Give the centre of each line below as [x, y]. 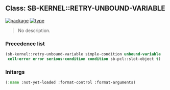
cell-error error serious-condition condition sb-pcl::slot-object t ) [84, 59]
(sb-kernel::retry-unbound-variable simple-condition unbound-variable [83, 54]
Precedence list [25, 44]
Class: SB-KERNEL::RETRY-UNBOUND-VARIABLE [85, 8]
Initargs [15, 72]
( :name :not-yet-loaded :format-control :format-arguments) [71, 83]
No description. [34, 31]
